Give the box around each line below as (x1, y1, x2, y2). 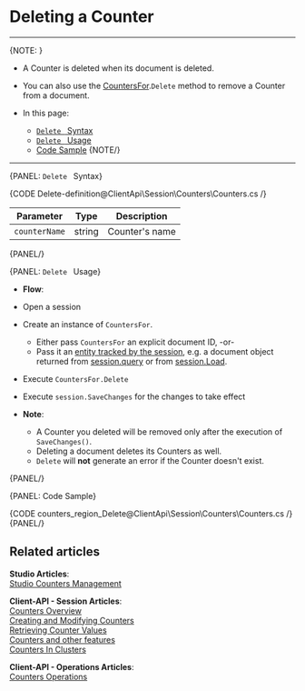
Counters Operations (9, 671, 88, 682)
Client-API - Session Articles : (9, 596, 123, 606)
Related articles (9, 544, 100, 560)
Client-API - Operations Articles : (9, 661, 134, 672)
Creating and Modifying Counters (9, 615, 134, 626)
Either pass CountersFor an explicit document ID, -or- (35, 336, 235, 347)
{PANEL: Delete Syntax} (9, 170, 103, 181)
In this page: (22, 107, 70, 118)
